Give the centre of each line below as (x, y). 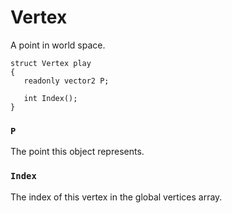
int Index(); (50, 98)
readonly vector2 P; (66, 81)
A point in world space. (58, 45)
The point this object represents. (77, 152)
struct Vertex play (51, 63)
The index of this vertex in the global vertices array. (116, 197)
